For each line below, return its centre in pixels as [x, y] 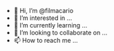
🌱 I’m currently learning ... [50, 25]
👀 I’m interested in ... [43, 18]
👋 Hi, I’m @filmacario [44, 11]
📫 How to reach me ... [46, 40]
